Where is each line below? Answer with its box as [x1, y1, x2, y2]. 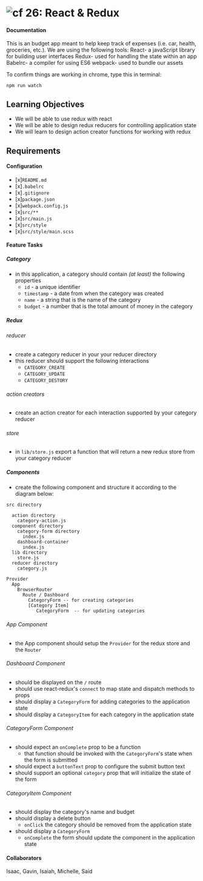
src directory [6, 502, 42, 508]
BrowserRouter [17, 587, 53, 593]
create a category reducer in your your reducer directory [15, 350, 157, 357]
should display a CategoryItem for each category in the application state [15, 711, 195, 718]
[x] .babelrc [15, 182, 44, 190]
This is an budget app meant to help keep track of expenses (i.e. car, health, [6, 40, 197, 47]
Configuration [6, 162, 42, 170]
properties [15, 277, 41, 284]
